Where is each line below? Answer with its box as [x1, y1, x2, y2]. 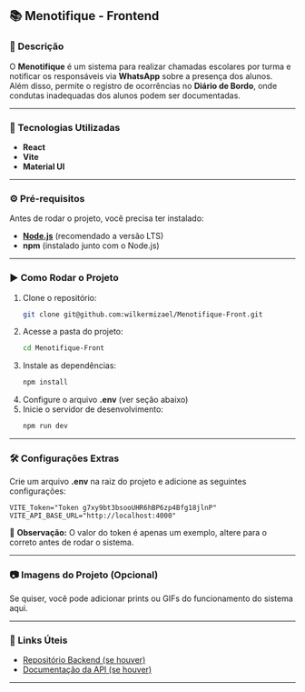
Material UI [22, 161, 65, 172]
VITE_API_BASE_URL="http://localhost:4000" [9, 511, 177, 521]
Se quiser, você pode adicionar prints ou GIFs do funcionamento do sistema [9, 593, 293, 604]
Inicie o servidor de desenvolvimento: [22, 404, 163, 415]
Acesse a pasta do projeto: [22, 326, 124, 337]
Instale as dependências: [22, 360, 116, 371]
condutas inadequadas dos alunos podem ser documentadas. [9, 90, 241, 101]
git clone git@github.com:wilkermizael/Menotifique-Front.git [22, 309, 263, 319]
